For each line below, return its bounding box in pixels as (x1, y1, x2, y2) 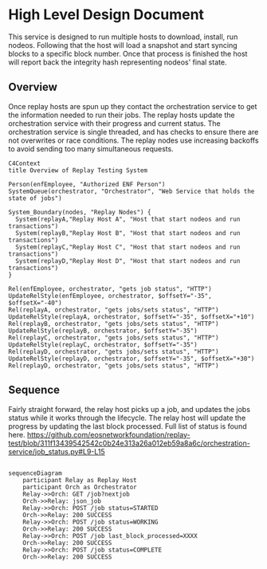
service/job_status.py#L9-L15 (8, 446, 105, 456)
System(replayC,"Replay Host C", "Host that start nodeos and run (15, 243, 241, 251)
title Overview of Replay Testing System (8, 166, 148, 175)
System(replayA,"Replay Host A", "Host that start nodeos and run (15, 215, 241, 223)
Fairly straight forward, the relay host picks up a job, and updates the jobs (8, 404, 251, 414)
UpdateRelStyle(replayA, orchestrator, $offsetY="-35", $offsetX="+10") (8, 312, 255, 320)
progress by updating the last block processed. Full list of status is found (8, 421, 247, 431)
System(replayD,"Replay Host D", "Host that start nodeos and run (15, 257, 241, 265)
